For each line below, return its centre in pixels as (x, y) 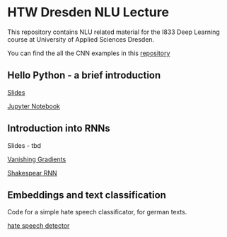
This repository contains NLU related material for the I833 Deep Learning (114, 32)
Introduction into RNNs (59, 128)
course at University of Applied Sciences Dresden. (81, 39)
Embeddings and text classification (87, 195)
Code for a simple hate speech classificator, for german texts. (97, 212)
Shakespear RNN (33, 173)
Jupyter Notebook (34, 106)
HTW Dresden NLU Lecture (88, 12)
